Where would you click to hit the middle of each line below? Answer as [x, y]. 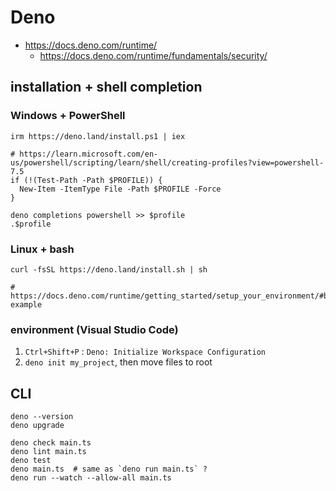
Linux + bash [42, 249]
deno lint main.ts [48, 452]
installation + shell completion [106, 87]
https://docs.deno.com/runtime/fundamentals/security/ [153, 55]
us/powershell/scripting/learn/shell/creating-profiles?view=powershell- [167, 162]
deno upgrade [37, 426]
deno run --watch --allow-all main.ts [91, 478]
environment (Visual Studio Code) [94, 329]
